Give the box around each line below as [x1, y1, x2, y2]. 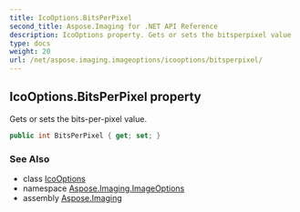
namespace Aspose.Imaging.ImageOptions [22, 183, 185, 194]
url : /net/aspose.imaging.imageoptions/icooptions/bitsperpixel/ [9, 56, 263, 65]
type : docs [9, 38, 51, 48]
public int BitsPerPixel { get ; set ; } [9, 131, 161, 140]
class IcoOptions [22, 173, 87, 184]
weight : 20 [9, 47, 51, 56]
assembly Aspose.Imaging [22, 192, 123, 203]
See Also [9, 152, 50, 165]
